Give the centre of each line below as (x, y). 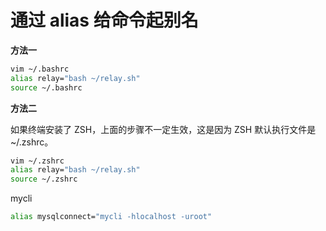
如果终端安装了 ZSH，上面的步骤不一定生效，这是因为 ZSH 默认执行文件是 (163, 129)
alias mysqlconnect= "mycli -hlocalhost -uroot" (111, 217)
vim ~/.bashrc (40, 69)
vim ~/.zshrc (37, 161)
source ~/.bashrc (46, 87)
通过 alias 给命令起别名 (104, 20)
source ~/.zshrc (44, 179)
